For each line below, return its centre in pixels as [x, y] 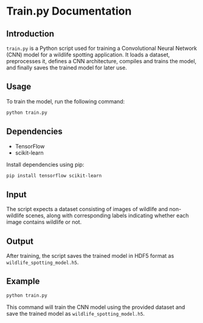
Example [23, 281]
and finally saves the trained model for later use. [67, 68]
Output [20, 241]
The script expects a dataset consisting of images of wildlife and [87, 209]
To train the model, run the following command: [66, 101]
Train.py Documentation [69, 11]
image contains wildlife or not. [44, 222]
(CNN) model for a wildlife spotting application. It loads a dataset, [88, 55]
